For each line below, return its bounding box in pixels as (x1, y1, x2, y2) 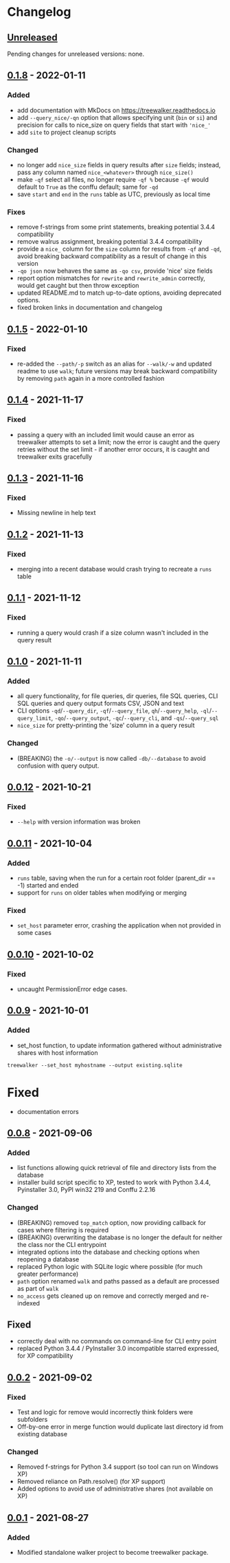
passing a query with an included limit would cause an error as (16, 430, 194, 439)
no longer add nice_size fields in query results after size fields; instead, (16, 160, 221, 169)
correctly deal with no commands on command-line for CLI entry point (16, 1337, 217, 1345)
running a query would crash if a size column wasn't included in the (16, 628, 209, 637)
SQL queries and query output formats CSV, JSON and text (16, 700, 184, 708)
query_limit (16, 715, 51, 722)
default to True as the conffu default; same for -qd (16, 182, 159, 191)
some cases (16, 929, 51, 937)
